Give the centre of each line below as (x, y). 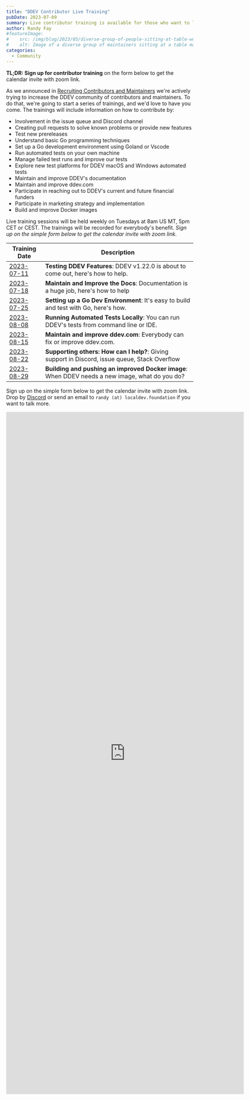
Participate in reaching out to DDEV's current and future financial (94, 190)
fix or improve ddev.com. (80, 341)
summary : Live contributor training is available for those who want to (98, 23)
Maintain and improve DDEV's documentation (70, 178)
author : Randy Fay (29, 28)
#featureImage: (25, 34)
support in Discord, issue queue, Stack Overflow (113, 359)
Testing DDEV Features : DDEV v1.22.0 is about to (115, 266)
